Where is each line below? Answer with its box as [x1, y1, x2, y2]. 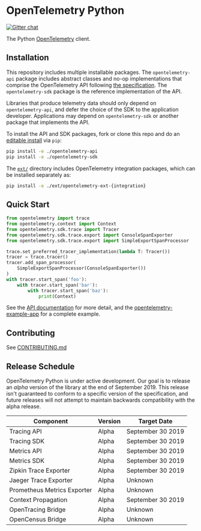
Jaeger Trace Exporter [9, 476, 73, 485]
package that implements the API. [6, 118, 90, 126]
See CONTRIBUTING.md [6, 344, 67, 351]
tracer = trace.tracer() [6, 254, 68, 260]
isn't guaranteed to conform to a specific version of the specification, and [6, 390, 188, 397]
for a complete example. [40, 310, 101, 318]
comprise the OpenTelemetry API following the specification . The [6, 81, 167, 88]
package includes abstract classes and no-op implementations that [16, 75, 182, 82]
